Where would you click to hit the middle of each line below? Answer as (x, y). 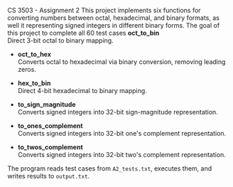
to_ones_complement (50, 126)
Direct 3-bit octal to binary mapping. (60, 41)
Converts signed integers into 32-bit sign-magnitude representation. (118, 112)
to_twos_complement (50, 147)
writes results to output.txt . (49, 176)
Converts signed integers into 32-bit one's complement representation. (122, 133)
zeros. (27, 69)
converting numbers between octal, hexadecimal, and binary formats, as (114, 18)
